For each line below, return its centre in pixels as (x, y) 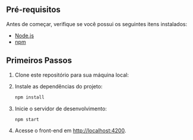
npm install (29, 97)
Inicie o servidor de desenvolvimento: (61, 109)
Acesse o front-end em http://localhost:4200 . (70, 131)
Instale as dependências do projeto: (58, 86)
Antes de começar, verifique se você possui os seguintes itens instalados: (97, 24)
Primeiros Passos (39, 61)
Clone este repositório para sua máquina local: (72, 75)
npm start (27, 119)
